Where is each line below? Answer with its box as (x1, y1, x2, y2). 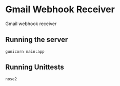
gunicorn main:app (5, 49, 45, 54)
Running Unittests (5, 63, 64, 72)
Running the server (5, 35, 68, 44)
